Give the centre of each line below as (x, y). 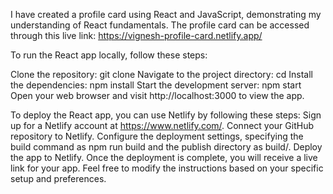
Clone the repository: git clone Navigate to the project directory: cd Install (161, 74)
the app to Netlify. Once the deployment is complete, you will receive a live (164, 157)
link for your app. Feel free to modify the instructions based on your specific (167, 168)
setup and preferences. (58, 178)
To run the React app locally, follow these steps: (109, 55)
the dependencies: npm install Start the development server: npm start (156, 85)
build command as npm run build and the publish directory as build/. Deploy (166, 147)
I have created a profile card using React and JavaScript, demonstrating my (166, 14)
